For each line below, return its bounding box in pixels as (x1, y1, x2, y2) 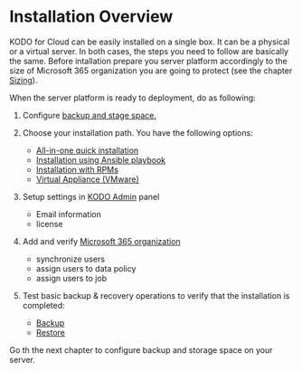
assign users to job (35, 272, 107, 283)
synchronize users (35, 253, 106, 264)
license (35, 218, 63, 229)
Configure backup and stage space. (22, 110, 156, 120)
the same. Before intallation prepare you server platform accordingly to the (9, 55, 288, 66)
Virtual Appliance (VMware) (35, 174, 140, 185)
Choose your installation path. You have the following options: (22, 127, 253, 138)
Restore (35, 327, 65, 338)
